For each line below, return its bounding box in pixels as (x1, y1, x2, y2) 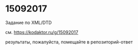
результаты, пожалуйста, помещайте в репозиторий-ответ (5, 38, 133, 45)
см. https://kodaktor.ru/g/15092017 (5, 29, 79, 35)
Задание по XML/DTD (5, 19, 52, 25)
